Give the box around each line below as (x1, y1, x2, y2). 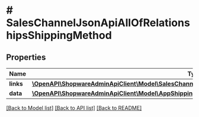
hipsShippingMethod (6, 29, 113, 42)
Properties (6, 52, 46, 62)
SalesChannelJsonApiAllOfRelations (6, 16, 191, 30)
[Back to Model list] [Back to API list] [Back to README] (6, 105, 142, 111)
